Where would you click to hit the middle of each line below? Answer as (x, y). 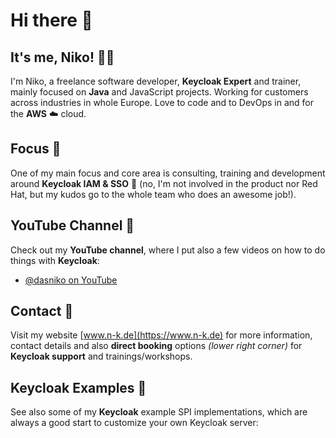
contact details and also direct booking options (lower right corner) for (156, 346)
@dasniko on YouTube (71, 280)
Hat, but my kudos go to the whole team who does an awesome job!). (153, 194)
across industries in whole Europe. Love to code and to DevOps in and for (162, 102)
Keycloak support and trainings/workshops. (101, 356)
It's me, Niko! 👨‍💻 (62, 57)
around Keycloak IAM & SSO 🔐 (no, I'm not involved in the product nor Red (164, 183)
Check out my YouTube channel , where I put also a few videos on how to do (168, 250)
